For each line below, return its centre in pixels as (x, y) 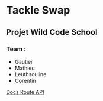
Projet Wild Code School (52, 32)
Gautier (24, 61)
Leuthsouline (30, 74)
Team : (16, 49)
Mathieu (25, 68)
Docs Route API (25, 92)
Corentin (25, 80)
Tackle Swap (38, 10)
